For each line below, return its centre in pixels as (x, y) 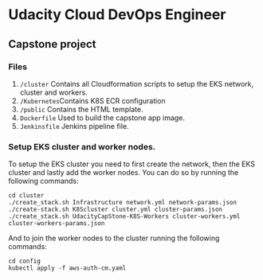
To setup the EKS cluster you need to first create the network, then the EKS (131, 164)
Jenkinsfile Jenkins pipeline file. (74, 126)
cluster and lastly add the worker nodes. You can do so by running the (124, 173)
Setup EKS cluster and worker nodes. (82, 146)
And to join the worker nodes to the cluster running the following (114, 238)
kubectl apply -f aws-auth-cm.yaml (67, 268)
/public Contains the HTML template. (81, 109)
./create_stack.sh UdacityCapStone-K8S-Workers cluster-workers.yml (124, 216)
